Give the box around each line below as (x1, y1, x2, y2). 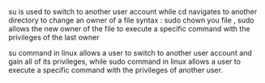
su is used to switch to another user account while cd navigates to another (8, 7, 258, 16)
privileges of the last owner (8, 32, 100, 42)
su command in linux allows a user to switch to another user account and (8, 48, 253, 57)
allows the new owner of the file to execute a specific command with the (8, 24, 250, 33)
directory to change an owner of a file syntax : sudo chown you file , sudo (8, 15, 254, 25)
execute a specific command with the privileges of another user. (8, 65, 223, 75)
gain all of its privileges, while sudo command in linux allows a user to (8, 56, 241, 66)
